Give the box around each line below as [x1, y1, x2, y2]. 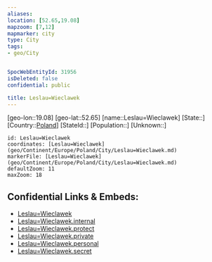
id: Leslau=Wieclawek [7, 135, 71, 142]
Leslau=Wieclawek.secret [17, 247, 93, 256]
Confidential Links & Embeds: [7, 191, 139, 203]
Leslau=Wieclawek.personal [17, 239, 100, 248]
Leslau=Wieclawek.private [17, 232, 94, 240]
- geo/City [7, 50, 39, 57]
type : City [7, 37, 39, 44]
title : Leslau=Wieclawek [7, 94, 80, 101]
